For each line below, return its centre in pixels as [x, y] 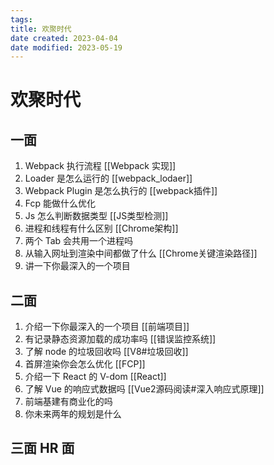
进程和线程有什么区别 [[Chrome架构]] [101, 228]
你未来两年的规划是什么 [73, 414]
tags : [21, 19]
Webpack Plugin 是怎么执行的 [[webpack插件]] [121, 191]
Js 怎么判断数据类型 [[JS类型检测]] [96, 216]
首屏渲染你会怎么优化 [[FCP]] [85, 364]
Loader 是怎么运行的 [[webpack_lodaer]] [108, 178]
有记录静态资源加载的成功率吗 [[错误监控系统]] [120, 339]
